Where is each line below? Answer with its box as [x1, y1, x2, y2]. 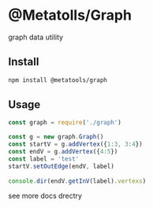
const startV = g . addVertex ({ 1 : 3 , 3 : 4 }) [8, 140, 144, 148]
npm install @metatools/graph [8, 76, 108, 84]
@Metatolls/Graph [8, 6, 132, 24]
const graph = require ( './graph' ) [8, 119, 122, 127]
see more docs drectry [8, 191, 83, 201]
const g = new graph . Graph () [8, 133, 104, 141]
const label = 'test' [8, 154, 80, 163]
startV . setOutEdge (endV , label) [8, 162, 114, 170]
